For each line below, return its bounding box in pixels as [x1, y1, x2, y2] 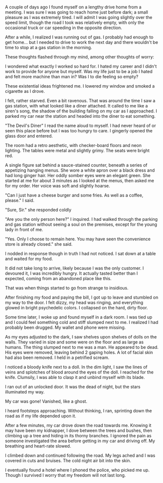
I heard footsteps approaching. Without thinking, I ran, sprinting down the [5, 408, 152, 413]
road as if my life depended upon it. [5, 413, 76, 419]
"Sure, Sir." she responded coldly [5, 207, 72, 213]
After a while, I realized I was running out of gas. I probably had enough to [5, 34, 154, 40]
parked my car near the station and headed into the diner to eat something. [5, 113, 156, 119]
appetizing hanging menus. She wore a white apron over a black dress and [5, 167, 155, 173]
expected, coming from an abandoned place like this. [5, 276, 112, 281]
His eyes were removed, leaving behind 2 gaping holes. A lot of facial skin [5, 350, 153, 355]
